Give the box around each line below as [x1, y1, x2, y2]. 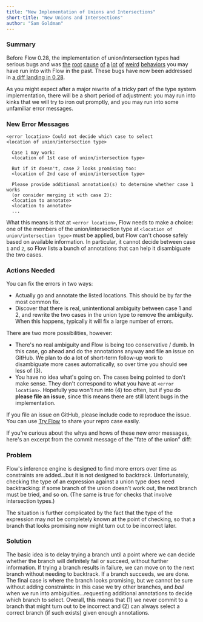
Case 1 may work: [12, 150, 56, 156]
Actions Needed [6, 266, 55, 274]
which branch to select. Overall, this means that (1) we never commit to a [6, 596, 188, 603]
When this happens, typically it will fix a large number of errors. [15, 317, 174, 325]
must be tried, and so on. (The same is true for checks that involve [6, 491, 173, 498]
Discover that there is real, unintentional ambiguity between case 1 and [15, 305, 192, 312]
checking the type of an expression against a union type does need [6, 478, 175, 485]
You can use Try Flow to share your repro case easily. [6, 418, 141, 425]
